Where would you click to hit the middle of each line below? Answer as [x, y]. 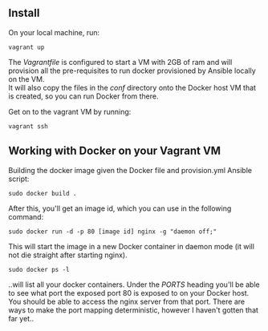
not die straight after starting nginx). [68, 255]
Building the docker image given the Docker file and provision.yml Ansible [130, 170]
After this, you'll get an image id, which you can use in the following [120, 208]
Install [24, 13]
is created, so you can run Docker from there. [83, 96]
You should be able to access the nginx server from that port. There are [127, 301]
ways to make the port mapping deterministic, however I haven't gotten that [134, 310]
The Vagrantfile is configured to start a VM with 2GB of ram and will [120, 62]
